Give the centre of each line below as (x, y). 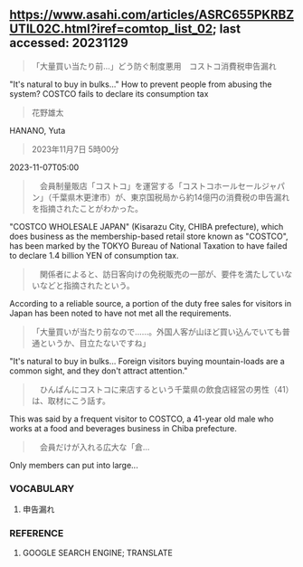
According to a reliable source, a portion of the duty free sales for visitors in (151, 303)
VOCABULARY (42, 488)
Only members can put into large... (74, 465)
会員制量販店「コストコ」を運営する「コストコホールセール (151, 185)
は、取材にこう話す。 (71, 401)
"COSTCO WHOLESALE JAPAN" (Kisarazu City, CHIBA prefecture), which (147, 226)
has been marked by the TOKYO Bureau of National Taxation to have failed (148, 246)
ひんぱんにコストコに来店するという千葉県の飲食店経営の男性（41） (166, 389)
